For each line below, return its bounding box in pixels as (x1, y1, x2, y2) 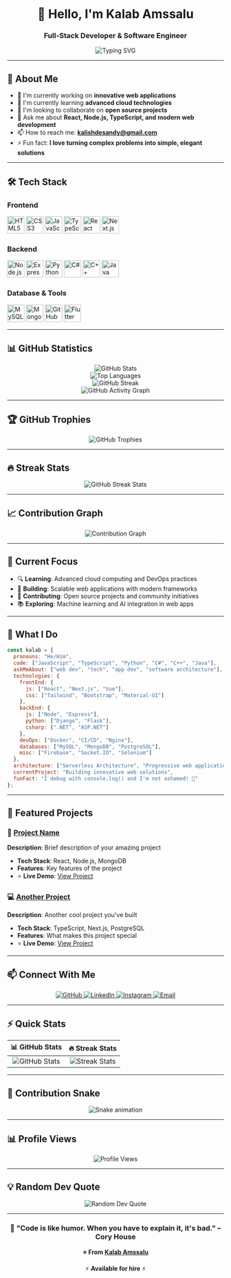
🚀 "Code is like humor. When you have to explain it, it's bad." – (10, 1223, 221, 1232)
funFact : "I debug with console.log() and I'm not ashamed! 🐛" (13, 775, 198, 782)
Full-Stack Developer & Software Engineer (43, 31, 188, 41)
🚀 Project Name (7, 828, 60, 838)
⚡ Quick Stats (7, 1018, 67, 1030)
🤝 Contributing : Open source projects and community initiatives (16, 591, 199, 600)
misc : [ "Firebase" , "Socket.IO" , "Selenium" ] (19, 749, 153, 756)
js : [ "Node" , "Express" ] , (25, 711, 100, 718)
